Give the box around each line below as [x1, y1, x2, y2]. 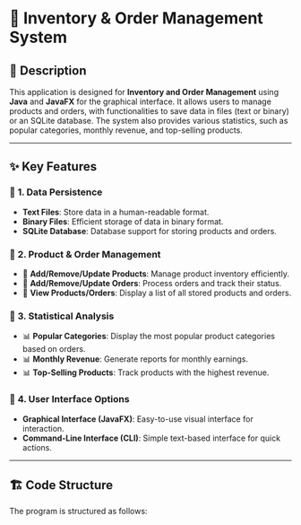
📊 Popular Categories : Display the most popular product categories [21, 331, 276, 342]
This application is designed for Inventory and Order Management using [9, 87, 279, 97]
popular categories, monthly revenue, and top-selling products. [9, 125, 244, 136]
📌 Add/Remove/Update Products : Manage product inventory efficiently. [21, 268, 289, 279]
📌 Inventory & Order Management [9, 8, 264, 29]
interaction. [21, 423, 64, 433]
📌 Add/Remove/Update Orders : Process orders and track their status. [21, 277, 282, 288]
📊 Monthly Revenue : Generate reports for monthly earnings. [21, 354, 249, 364]
